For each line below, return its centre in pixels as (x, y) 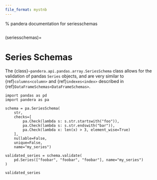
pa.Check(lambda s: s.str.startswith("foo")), (71, 121)
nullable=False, (31, 138)
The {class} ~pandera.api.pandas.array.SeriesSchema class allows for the (78, 71)
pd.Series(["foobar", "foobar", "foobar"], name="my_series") (79, 160)
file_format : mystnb (26, 10)
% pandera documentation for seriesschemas (51, 24)
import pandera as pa (27, 100)
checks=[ (23, 117)
